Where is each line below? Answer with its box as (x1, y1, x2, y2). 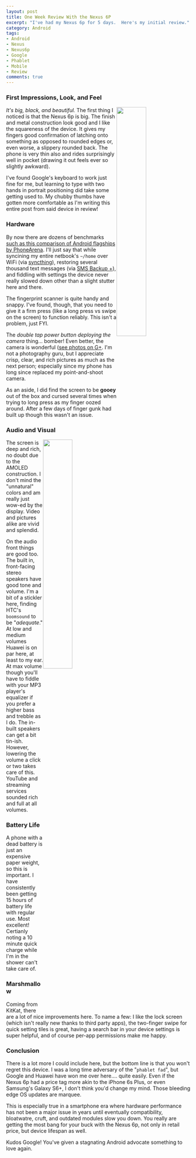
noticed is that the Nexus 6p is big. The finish (6, 113, 115, 120)
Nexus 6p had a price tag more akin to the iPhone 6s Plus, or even (6, 1078, 166, 1085)
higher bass (6, 706, 35, 713)
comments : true (6, 74, 43, 80)
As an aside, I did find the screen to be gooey (6, 386, 116, 393)
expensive (6, 853, 31, 860)
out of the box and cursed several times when (6, 392, 117, 399)
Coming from (6, 1001, 38, 1008)
